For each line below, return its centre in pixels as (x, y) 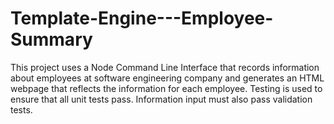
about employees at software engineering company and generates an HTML (167, 78)
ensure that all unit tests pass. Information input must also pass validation (161, 99)
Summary (51, 39)
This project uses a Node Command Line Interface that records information (165, 67)
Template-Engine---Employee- (142, 18)
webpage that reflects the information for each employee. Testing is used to (166, 88)
